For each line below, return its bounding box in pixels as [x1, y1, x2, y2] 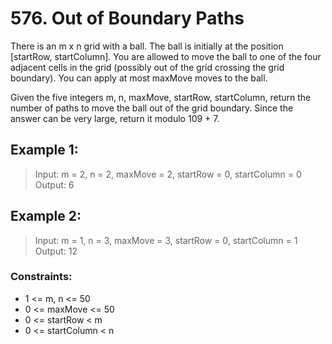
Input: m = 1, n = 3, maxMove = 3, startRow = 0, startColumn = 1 [34, 234, 298, 246]
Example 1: [10, 142, 79, 159]
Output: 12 [34, 245, 78, 257]
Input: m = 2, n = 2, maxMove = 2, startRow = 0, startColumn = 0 [34, 168, 302, 180]
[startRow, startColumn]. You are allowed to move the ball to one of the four [10, 50, 322, 62]
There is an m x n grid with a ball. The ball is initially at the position [10, 40, 284, 52]
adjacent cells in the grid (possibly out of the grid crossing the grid [10, 61, 285, 73]
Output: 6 [34, 178, 75, 191]
